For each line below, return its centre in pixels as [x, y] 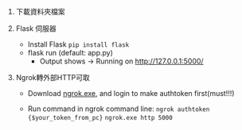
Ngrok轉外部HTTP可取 [53, 77]
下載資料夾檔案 [40, 11]
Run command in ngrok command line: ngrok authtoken [119, 109]
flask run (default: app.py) [70, 53]
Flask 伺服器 [36, 29]
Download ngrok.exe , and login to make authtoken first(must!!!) [131, 93]
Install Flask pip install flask [78, 44]
